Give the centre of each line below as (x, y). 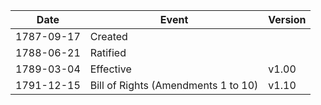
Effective (110, 69)
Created (108, 36)
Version (287, 19)
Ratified (108, 52)
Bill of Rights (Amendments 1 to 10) (174, 85)
